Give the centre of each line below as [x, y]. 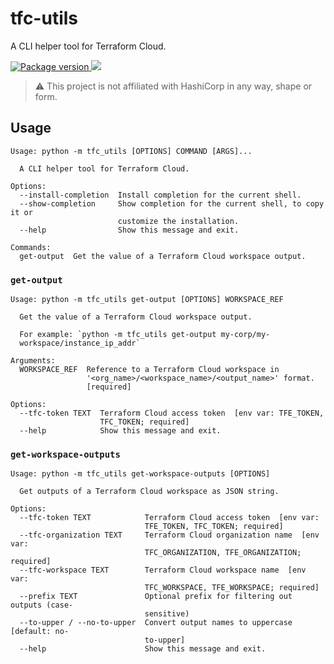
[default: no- [40, 632]
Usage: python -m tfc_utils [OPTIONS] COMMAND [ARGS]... [131, 151]
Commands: [31, 247]
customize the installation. [178, 221]
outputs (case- [42, 605]
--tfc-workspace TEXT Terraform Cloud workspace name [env [163, 570]
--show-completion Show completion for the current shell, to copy [172, 203]
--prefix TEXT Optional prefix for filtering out [156, 597]
